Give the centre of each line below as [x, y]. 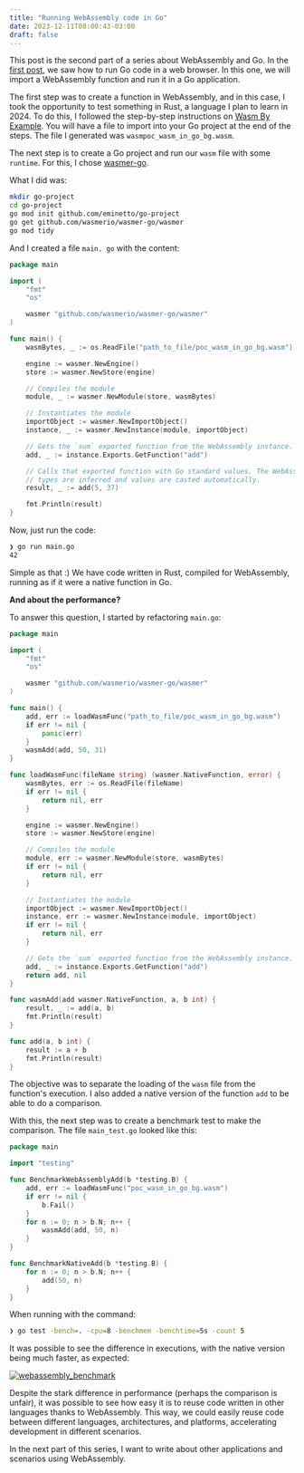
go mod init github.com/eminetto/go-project [95, 214]
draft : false [34, 34]
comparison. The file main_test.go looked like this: [103, 1131]
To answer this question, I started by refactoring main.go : [115, 617]
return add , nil [57, 975]
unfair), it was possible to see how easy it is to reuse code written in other [147, 1403]
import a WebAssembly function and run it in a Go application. [125, 80]
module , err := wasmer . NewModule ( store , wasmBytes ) [125, 858]
